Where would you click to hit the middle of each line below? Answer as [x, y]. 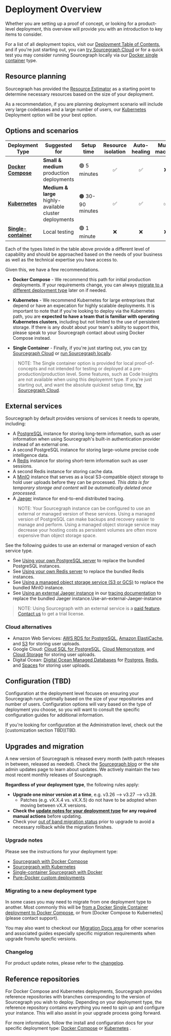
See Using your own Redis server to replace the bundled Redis [78, 571]
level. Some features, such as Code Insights [112, 374]
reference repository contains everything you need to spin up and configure [85, 1007]
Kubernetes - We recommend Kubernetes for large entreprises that [83, 300]
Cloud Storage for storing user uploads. [54, 654]
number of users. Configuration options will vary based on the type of [78, 704]
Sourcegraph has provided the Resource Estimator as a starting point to [80, 89]
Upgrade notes [24, 840]
